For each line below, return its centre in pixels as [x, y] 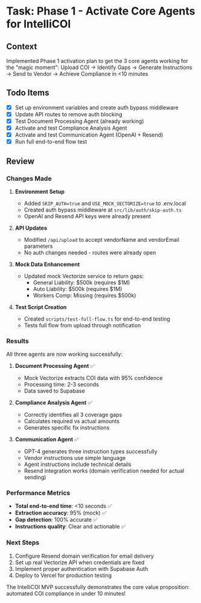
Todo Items [28, 93]
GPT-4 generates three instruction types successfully [91, 451]
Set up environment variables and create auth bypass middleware [97, 107]
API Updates [31, 228]
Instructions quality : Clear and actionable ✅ [70, 527]
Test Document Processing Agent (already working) [79, 121]
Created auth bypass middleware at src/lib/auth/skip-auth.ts [103, 210]
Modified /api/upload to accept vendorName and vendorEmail [102, 239]
